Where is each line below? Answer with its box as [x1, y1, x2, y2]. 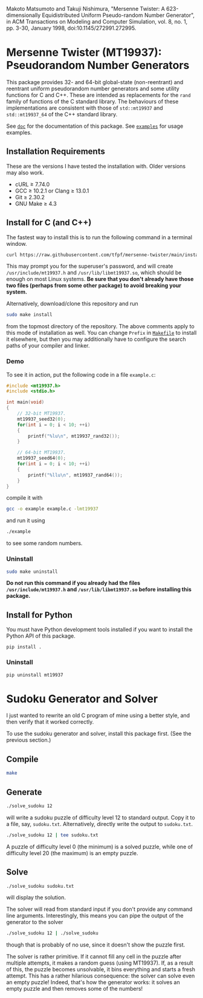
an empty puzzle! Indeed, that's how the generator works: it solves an [6, 979, 180, 986]
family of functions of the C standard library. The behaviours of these [6, 97, 179, 105]
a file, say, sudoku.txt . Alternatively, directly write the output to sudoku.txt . [6, 820, 193, 827]
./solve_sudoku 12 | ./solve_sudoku [6, 930, 98, 936]
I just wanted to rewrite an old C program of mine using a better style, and [6, 712, 190, 719]
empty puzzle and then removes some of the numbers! [6, 985, 143, 993]
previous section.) [6, 736, 51, 744]
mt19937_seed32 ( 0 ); [17, 416, 66, 422]
